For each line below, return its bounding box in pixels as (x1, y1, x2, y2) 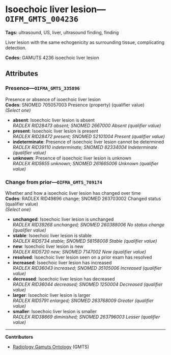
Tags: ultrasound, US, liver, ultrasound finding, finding (5, 29, 119, 35)
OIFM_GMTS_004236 (5, 14, 79, 24)
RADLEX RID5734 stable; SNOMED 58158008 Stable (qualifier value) (12, 238, 157, 244)
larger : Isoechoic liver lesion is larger (12, 292, 91, 298)
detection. (5, 44, 27, 50)
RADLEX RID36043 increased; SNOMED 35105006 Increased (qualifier (12, 265, 162, 271)
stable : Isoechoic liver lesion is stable (12, 232, 92, 238)
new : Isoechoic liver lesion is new (12, 243, 84, 249)
